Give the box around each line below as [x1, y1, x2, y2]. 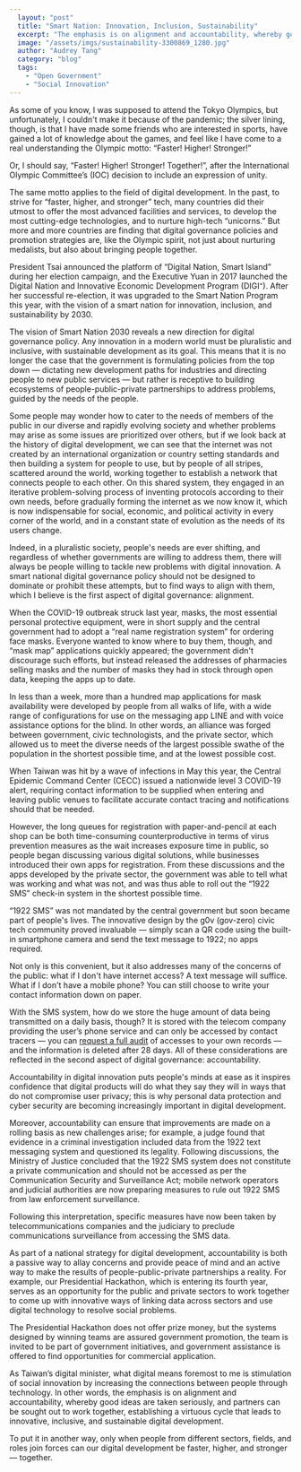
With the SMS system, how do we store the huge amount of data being [9, 1006, 271, 1017]
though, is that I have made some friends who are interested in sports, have [9, 123, 288, 134]
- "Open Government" [25, 72, 102, 81]
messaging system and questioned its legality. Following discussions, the [9, 1146, 279, 1156]
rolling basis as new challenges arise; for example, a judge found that [9, 1127, 265, 1138]
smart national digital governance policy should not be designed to [9, 570, 255, 581]
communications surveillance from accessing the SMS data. [9, 1230, 231, 1241]
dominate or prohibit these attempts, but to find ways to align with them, [9, 580, 276, 591]
